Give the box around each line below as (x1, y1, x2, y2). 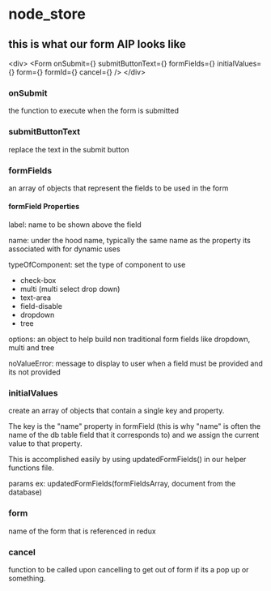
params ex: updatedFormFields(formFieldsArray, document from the (8, 479, 236, 489)
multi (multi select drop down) (19, 285, 121, 294)
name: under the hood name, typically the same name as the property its (8, 236, 251, 246)
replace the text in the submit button (8, 144, 129, 154)
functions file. (8, 463, 54, 473)
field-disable (19, 302, 63, 311)
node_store (8, 5, 87, 24)
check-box (19, 276, 57, 285)
